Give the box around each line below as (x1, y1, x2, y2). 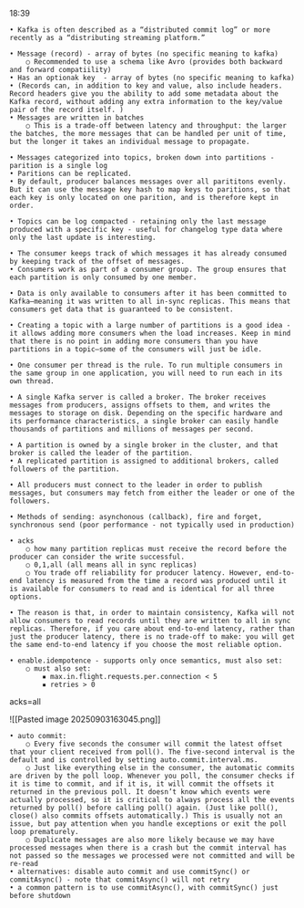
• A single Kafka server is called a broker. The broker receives (9, 392, 267, 402)
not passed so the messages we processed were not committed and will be (9, 851, 296, 861)
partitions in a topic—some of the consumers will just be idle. (9, 345, 262, 354)
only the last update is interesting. (9, 233, 157, 242)
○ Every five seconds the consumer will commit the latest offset (25, 739, 283, 748)
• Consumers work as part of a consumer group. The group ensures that (9, 265, 287, 274)
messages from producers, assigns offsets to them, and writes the (9, 401, 271, 410)
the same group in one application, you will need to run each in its (9, 369, 283, 378)
